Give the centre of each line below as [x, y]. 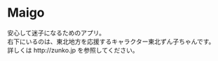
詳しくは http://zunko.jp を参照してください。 [73, 50]
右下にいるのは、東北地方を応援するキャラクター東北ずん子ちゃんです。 [111, 41]
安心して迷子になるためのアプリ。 [56, 33]
